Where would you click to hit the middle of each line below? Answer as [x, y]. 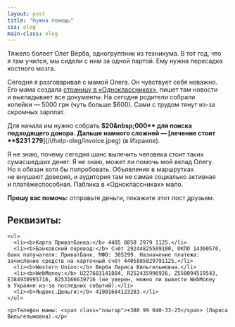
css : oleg [22, 27]
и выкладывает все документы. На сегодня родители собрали [101, 97]
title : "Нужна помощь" [40, 20]
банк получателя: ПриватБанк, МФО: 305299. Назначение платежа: [103, 255]
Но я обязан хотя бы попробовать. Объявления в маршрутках [101, 169]
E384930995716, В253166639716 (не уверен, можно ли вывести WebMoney [112, 280]
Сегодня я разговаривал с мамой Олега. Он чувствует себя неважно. [113, 82]
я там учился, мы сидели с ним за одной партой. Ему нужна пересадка [115, 61]
